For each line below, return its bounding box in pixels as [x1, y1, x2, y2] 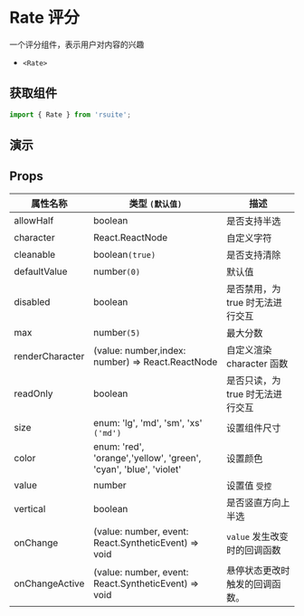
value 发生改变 [225, 530, 289, 543]
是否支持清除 [225, 249, 281, 261]
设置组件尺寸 [225, 422, 281, 434]
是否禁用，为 [225, 282, 281, 295]
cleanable [14, 248, 56, 261]
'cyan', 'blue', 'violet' [93, 462, 182, 475]
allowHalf [14, 213, 54, 226]
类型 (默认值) [128, 197, 183, 210]
